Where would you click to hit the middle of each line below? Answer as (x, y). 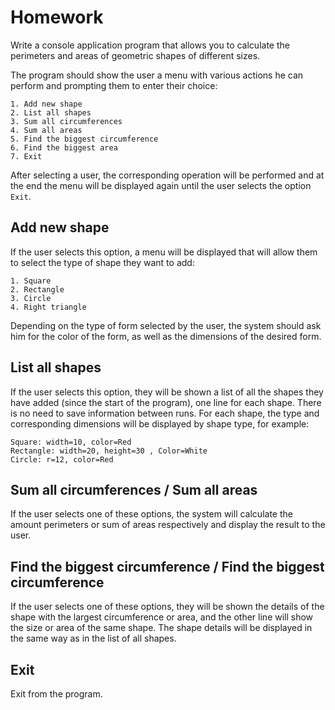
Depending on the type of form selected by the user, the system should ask (166, 325)
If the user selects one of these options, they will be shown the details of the (167, 607)
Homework (57, 17)
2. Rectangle (37, 289)
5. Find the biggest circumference (84, 139)
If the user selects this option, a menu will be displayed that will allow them (164, 252)
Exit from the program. (56, 694)
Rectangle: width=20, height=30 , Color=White (109, 451)
